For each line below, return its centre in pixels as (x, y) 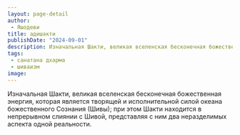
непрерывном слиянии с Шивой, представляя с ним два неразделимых (117, 116)
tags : (15, 54)
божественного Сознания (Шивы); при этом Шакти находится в (105, 109)
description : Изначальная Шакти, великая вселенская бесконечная (106, 47)
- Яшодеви (25, 27)
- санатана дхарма (38, 60)
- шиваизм (25, 67)
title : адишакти (31, 34)
